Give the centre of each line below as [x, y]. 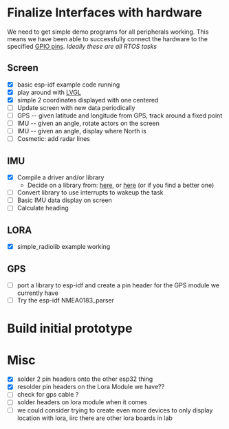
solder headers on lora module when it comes [82, 402]
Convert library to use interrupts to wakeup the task [90, 192]
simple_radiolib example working [64, 247]
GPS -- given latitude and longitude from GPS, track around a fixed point [120, 115]
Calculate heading [43, 208]
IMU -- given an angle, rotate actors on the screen [88, 123]
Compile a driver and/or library [61, 177]
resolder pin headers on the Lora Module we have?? [91, 387]
